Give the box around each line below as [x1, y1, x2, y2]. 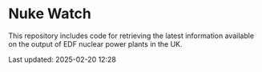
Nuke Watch [8, 5, 92, 23]
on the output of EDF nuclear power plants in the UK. [8, 39, 183, 48]
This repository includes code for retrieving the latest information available [8, 31, 255, 40]
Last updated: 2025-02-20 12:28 [8, 55, 116, 64]
